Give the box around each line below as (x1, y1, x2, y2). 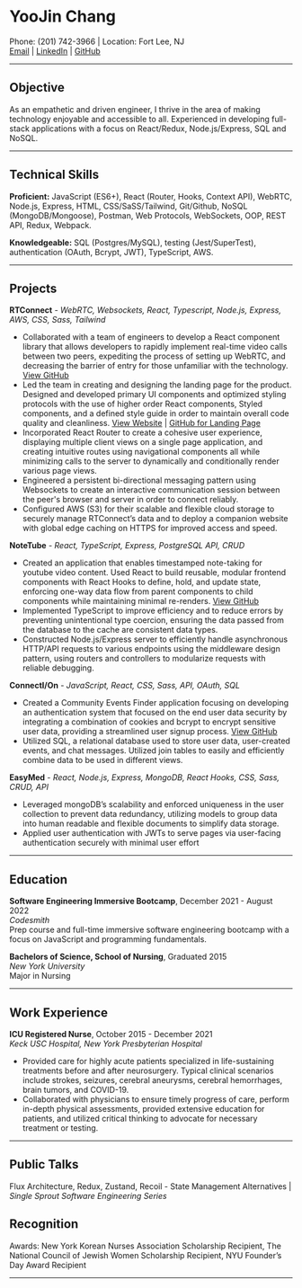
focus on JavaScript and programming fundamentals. (9, 934, 207, 945)
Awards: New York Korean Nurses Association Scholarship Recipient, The (9, 1240, 281, 1251)
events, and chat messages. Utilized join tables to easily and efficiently (22, 745, 285, 756)
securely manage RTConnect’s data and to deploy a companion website (22, 513, 289, 524)
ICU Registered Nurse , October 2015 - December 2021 (9, 1029, 213, 1039)
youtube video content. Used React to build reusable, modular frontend (22, 567, 287, 578)
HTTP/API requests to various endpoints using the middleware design (22, 644, 280, 654)
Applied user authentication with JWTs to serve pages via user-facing (22, 828, 281, 839)
